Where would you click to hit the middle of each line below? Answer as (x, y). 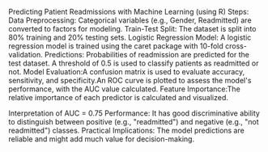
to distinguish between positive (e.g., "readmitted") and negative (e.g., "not (134, 122)
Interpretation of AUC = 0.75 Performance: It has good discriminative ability (134, 113)
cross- (236, 46)
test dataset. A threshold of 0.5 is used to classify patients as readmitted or (134, 63)
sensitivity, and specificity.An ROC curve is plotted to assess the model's (130, 80)
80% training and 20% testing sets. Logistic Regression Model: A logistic (130, 37)
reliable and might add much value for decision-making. (102, 139)
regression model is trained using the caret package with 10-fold (116, 46)
